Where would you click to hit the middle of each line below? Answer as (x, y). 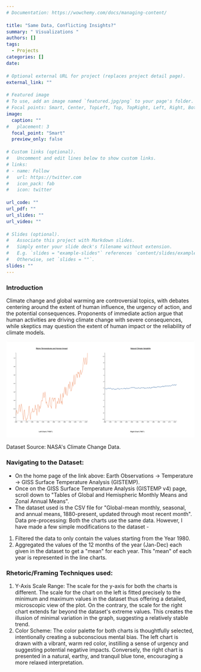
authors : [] (21, 38)
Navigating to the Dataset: (45, 463)
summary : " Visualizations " (42, 32)
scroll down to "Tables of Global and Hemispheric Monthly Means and (101, 494)
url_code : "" (22, 203)
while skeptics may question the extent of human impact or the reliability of (99, 326)
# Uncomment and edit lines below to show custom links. (81, 158)
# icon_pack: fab (31, 184)
